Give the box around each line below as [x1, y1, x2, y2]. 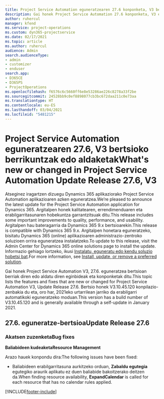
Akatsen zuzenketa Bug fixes [5, 334, 75, 340]
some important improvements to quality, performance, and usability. [5, 217, 144, 223]
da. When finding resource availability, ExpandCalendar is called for [12, 374, 149, 380]
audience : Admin [5, 48, 38, 53]
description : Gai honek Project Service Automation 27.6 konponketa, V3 [5, 12, 156, 17]
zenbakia [5, 289, 23, 295]
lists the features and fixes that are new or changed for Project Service [5, 278, 147, 284]
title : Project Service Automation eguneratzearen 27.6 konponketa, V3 [5, 7, 154, 12]
